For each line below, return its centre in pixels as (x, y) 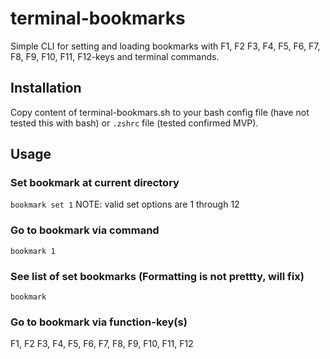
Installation (46, 88)
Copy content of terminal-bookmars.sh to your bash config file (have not (160, 112)
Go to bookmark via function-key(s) (99, 322)
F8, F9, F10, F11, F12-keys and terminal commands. (115, 56)
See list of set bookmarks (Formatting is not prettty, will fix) (157, 276)
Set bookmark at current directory (95, 183)
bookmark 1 (33, 251)
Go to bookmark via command (85, 230)
